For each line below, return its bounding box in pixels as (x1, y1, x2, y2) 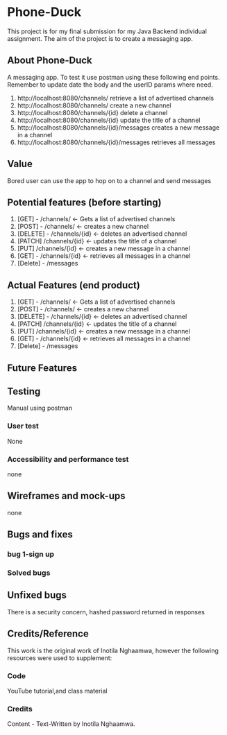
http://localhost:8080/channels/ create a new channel (17, 101, 171, 110)
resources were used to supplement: (7, 653, 112, 662)
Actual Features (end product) (7, 279, 140, 291)
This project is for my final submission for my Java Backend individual (7, 27, 207, 35)
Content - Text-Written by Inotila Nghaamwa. (7, 720, 135, 728)
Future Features (7, 362, 78, 374)
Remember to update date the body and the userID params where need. (7, 80, 213, 89)
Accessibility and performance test (7, 454, 129, 464)
